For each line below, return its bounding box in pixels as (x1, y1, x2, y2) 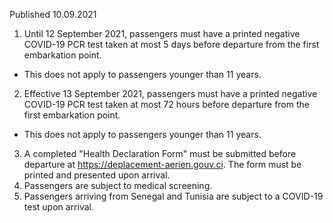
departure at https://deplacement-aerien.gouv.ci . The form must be (23, 159, 302, 170)
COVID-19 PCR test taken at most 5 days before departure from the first (23, 39, 320, 50)
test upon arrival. (23, 201, 94, 213)
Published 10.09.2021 (9, 9, 97, 20)
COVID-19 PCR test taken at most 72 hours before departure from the (23, 99, 310, 110)
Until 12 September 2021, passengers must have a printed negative (23, 28, 301, 39)
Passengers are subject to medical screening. (23, 180, 213, 191)
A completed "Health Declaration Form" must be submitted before (23, 148, 297, 159)
